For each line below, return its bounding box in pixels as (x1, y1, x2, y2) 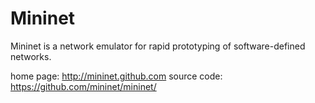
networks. (10, 50, 52, 62)
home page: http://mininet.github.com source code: (10, 70, 223, 82)
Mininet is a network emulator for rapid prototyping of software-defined (10, 40, 306, 52)
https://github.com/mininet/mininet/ (10, 80, 157, 92)
